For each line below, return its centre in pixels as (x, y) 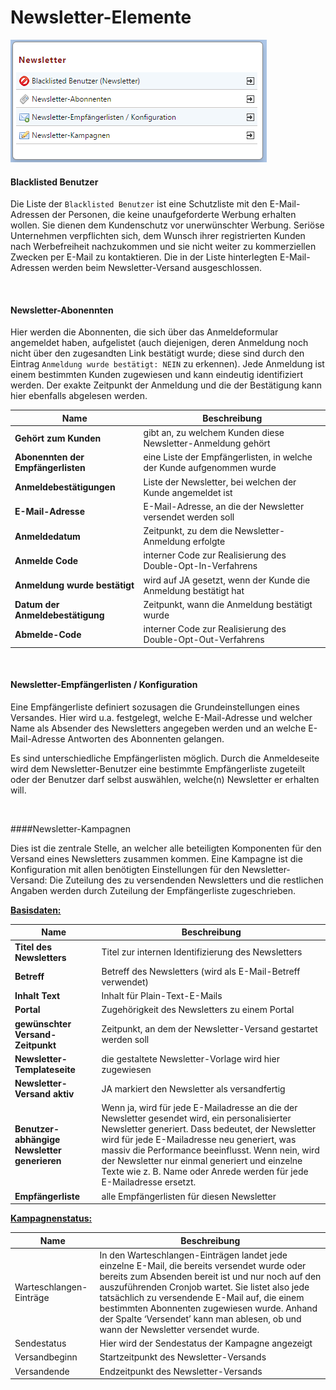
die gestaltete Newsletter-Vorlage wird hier (190, 1058)
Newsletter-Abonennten (62, 310)
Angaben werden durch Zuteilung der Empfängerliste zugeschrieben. (153, 890)
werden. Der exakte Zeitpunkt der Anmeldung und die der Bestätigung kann (166, 385)
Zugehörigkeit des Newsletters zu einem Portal (198, 1010)
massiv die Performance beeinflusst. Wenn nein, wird (210, 1150)
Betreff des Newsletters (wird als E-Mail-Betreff (201, 971)
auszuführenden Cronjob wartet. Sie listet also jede (204, 1287)
